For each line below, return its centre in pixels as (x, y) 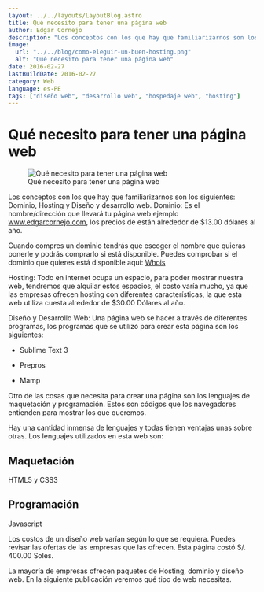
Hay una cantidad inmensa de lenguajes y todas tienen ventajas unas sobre (130, 428)
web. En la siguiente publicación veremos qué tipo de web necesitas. (120, 579)
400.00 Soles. (31, 555)
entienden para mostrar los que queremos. (77, 413)
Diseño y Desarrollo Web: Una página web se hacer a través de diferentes (128, 318)
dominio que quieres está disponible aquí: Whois (87, 263)
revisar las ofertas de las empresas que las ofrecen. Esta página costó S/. (127, 547)
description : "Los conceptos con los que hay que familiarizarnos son (126, 37)
